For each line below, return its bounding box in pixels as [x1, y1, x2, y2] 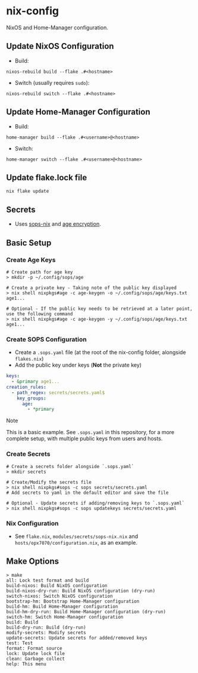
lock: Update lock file [6, 650, 65, 656]
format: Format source [6, 645, 62, 652]
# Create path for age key [6, 269, 73, 275]
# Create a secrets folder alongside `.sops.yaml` [6, 463, 134, 469]
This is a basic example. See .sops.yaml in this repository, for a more [6, 429, 175, 436]
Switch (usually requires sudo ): [14, 79, 90, 86]
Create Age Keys [6, 256, 56, 264]
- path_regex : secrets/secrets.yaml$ [11, 389, 105, 395]
